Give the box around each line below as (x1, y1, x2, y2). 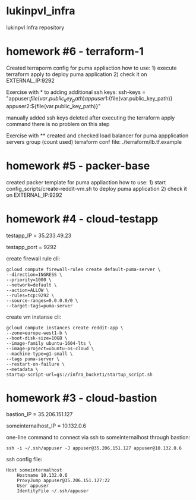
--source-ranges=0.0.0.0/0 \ (6, 297, 78, 304)
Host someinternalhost (6, 467, 62, 473)
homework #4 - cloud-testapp (6, 212, 159, 225)
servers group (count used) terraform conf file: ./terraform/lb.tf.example (6, 138, 182, 145)
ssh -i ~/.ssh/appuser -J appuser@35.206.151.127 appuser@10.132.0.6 (6, 445, 182, 451)
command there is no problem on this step (6, 120, 110, 127)
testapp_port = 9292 (6, 243, 57, 250)
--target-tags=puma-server (6, 303, 73, 309)
